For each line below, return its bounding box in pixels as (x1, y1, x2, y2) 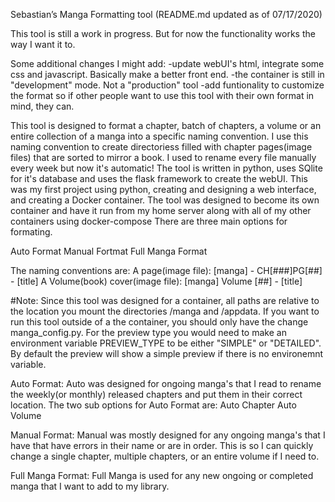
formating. (10, 226, 53, 238)
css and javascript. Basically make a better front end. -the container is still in (10, 69, 325, 80)
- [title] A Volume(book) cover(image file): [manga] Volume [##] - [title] (10, 275, 303, 287)
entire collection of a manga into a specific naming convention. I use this (10, 130, 309, 142)
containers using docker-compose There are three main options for (10, 215, 288, 227)
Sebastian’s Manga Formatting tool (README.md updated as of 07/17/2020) (10, 9, 323, 20)
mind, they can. (10, 100, 75, 112)
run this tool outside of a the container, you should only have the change (10, 316, 309, 328)
